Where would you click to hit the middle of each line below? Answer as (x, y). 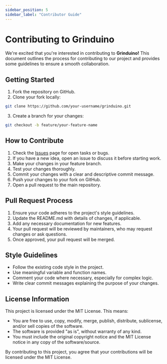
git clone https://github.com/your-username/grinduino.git (68, 106)
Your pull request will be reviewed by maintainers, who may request (82, 228)
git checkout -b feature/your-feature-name (51, 125)
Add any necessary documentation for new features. (67, 223)
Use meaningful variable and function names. (59, 273)
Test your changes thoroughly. (44, 169)
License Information (37, 299)
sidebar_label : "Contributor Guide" (43, 15)
